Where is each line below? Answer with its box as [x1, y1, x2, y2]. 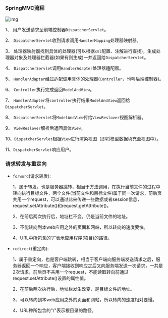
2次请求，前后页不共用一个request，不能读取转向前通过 [12, 269, 129, 275]
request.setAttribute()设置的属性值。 [12, 275, 89, 281]
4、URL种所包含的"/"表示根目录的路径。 [12, 307, 97, 313]
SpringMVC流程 [5, 4, 45, 11]
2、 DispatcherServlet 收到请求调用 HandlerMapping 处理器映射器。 [5, 37, 141, 43]
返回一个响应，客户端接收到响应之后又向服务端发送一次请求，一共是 [21, 262, 163, 269]
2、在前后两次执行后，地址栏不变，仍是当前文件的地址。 [12, 213, 131, 219]
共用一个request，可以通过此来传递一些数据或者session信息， [12, 196, 142, 202]
